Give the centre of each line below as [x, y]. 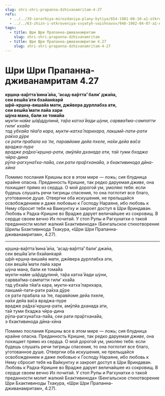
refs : [11, 14]
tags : [11, 28]
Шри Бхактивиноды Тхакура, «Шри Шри [47, 383]
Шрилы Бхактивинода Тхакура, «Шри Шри [50, 229]
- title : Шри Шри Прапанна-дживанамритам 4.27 [58, 42]
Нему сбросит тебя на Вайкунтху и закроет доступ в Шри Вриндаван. [79, 362]
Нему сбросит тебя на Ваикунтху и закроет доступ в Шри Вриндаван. [79, 208]
